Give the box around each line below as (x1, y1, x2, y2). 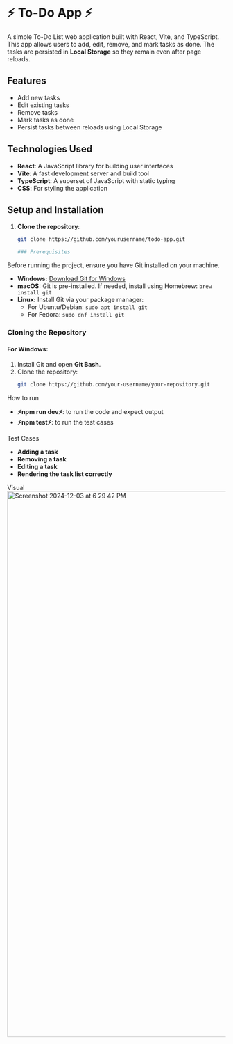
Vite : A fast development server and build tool (17, 169, 149, 177)
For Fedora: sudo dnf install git (27, 310, 125, 319)
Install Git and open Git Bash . (17, 361, 101, 369)
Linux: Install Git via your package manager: (17, 296, 144, 304)
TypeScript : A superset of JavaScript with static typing (17, 176, 175, 184)
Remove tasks (17, 108, 58, 116)
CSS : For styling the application (17, 184, 107, 192)
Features (7, 75, 46, 87)
